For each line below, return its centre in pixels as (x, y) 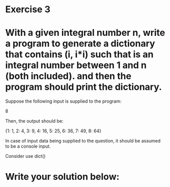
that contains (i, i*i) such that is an (79, 54)
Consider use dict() (25, 156)
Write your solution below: (62, 177)
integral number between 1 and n (76, 65)
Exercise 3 (28, 9)
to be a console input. (28, 146)
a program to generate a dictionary (80, 44)
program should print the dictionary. (83, 87)
